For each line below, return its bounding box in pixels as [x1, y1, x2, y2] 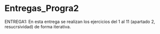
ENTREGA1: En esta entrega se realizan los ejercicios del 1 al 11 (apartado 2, [4, 19, 156, 24]
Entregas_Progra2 [4, 3, 79, 14]
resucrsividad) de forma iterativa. [4, 23, 71, 29]
